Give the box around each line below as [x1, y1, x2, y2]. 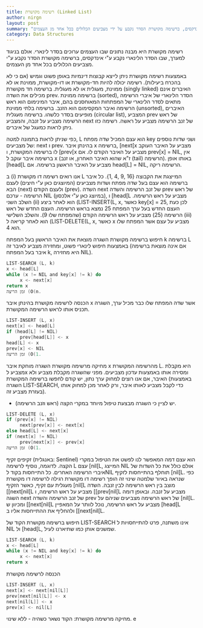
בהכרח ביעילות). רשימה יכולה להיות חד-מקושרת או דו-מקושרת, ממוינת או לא [6, 79, 181, 86]
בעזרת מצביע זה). [6, 388, 47, 395]
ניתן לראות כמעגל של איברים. [6, 124, 73, 131]
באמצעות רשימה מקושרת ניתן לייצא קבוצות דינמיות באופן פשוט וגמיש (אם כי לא [6, 72, 187, 80]
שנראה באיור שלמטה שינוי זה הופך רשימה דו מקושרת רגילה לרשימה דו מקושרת [6, 475, 185, 482]
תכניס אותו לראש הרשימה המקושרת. [6, 306, 89, 313]
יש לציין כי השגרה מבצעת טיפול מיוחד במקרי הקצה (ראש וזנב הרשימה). [14, 399, 176, 406]
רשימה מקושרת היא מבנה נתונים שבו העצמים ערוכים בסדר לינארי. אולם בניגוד [6, 48, 183, 55]
